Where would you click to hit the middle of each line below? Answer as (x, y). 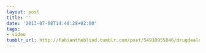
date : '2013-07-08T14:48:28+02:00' (52, 23)
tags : (13, 29)
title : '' (19, 18)
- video (16, 35)
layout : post (23, 12)
